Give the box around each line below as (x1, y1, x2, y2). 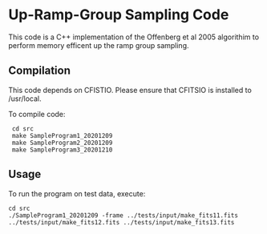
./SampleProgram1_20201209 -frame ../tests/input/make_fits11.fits (8, 211, 239, 220)
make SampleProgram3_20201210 (11, 146, 113, 154)
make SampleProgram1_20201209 (11, 131, 113, 139)
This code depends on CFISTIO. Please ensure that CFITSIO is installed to (8, 85, 253, 95)
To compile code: (8, 109, 66, 119)
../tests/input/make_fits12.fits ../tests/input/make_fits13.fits (8, 218, 235, 226)
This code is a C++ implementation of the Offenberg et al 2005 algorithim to (8, 32, 259, 42)
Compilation (8, 64, 71, 78)
